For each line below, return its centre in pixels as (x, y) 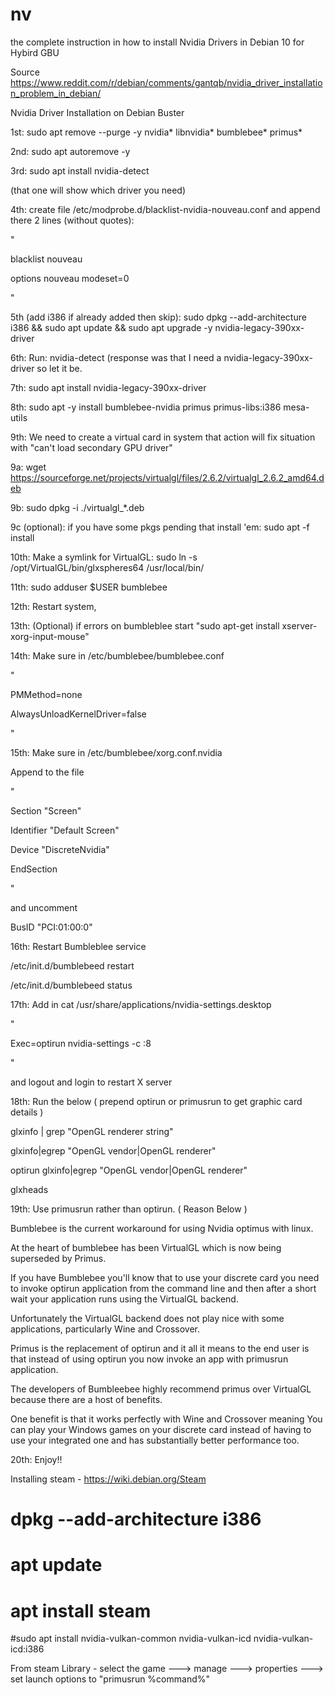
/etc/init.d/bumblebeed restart (72, 965)
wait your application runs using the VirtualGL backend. (124, 1299)
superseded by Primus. (58, 1258)
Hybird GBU (35, 52)
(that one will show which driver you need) (98, 190)
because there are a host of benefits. (86, 1399)
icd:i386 (27, 1649)
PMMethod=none (46, 694)
